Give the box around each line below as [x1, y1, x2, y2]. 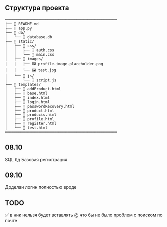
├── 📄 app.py [5, 26, 32, 31]
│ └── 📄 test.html [5, 125, 48, 130]
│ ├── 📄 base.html [5, 91, 48, 96]
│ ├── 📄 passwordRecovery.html [5, 104, 75, 109]
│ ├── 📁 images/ [5, 56, 43, 61]
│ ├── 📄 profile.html [5, 116, 55, 121]
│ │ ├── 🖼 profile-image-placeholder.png [5, 61, 103, 66]
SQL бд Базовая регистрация [5, 156, 68, 162]
